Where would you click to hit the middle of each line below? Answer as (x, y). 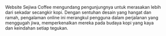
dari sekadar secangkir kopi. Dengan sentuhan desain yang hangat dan (78, 12)
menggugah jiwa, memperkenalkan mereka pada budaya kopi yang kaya (80, 23)
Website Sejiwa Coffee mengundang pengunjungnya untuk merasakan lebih (83, 7)
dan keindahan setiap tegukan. (37, 28)
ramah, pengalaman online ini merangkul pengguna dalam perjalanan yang (82, 18)
